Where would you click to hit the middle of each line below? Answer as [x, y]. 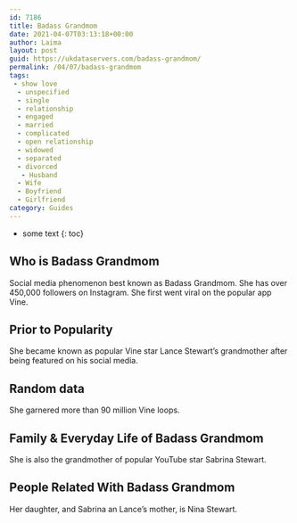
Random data [47, 388]
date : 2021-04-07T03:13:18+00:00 [71, 34]
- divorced [37, 167]
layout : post [33, 51]
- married [35, 126]
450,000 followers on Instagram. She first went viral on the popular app [140, 292]
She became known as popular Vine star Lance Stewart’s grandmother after [148, 351]
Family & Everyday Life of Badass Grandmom [136, 438]
